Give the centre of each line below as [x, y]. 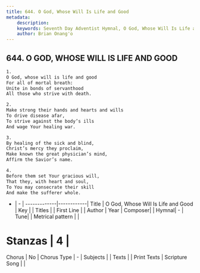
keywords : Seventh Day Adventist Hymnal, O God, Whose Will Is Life [104, 28]
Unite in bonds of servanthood [45, 88]
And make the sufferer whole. [44, 193]
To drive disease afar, [36, 116]
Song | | [16, 263]
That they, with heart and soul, [48, 182]
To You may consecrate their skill [50, 187]
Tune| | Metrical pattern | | [47, 217]
